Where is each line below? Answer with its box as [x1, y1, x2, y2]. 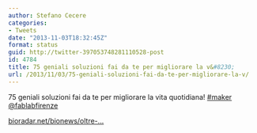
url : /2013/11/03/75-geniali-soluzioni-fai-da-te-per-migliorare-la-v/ [8, 70, 249, 78]
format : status [8, 41, 59, 49]
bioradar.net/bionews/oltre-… [8, 116, 104, 125]
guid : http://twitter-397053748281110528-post [8, 48, 164, 56]
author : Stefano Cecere [8, 11, 87, 20]
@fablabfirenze [8, 101, 59, 110]
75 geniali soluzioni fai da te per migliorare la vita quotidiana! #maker [8, 92, 232, 101]
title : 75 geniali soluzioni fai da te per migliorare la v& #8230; [8, 63, 236, 71]
